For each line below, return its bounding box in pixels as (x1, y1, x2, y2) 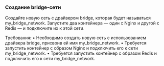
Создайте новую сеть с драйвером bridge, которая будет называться (5, 15, 151, 21)
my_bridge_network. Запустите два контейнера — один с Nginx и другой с (5, 20, 160, 26)
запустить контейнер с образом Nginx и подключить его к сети (5, 45, 138, 51)
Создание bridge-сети (5, 4, 61, 11)
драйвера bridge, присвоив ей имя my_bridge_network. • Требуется (5, 40, 147, 46)
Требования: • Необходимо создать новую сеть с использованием (5, 35, 146, 41)
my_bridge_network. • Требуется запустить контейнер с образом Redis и (5, 50, 157, 56)
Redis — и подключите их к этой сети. (5, 25, 85, 31)
